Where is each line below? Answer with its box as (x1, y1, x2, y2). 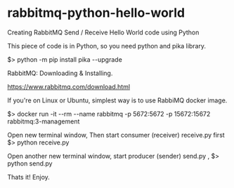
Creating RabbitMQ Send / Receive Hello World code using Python (7, 28, 200, 36)
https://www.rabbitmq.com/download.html (7, 82, 131, 90)
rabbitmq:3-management (7, 117, 80, 126)
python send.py (7, 159, 53, 168)
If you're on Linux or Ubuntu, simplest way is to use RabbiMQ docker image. (7, 96, 228, 105)
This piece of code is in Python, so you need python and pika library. (7, 41, 206, 50)
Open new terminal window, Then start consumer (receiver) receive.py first (7, 130, 225, 139)
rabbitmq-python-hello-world (7, 5, 185, 21)
